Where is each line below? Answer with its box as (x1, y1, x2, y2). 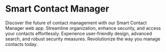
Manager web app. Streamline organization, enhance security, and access (5, 25, 161, 31)
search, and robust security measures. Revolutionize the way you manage (5, 36, 160, 42)
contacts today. (5, 41, 38, 47)
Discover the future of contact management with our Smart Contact (5, 20, 147, 26)
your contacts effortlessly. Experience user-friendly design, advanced (5, 30, 152, 36)
